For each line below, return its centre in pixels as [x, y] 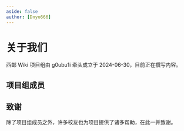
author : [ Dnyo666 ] [29, 17]
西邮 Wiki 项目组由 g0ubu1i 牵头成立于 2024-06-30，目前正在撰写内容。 [94, 65]
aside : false [22, 11]
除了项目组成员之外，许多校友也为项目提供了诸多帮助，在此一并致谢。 [91, 122]
